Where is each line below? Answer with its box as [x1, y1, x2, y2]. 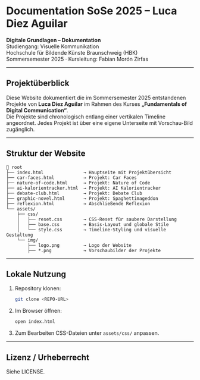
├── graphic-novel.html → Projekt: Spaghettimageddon [6, 195, 159, 202]
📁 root [6, 164, 23, 170]
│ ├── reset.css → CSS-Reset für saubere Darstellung [17, 216, 177, 222]
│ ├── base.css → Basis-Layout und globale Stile [17, 221, 169, 227]
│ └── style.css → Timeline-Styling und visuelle [17, 227, 167, 233]
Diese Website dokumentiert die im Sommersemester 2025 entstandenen [6, 94, 186, 101]
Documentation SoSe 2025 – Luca [6, 4, 177, 18]
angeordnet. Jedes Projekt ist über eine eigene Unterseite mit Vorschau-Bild [6, 119, 193, 126]
